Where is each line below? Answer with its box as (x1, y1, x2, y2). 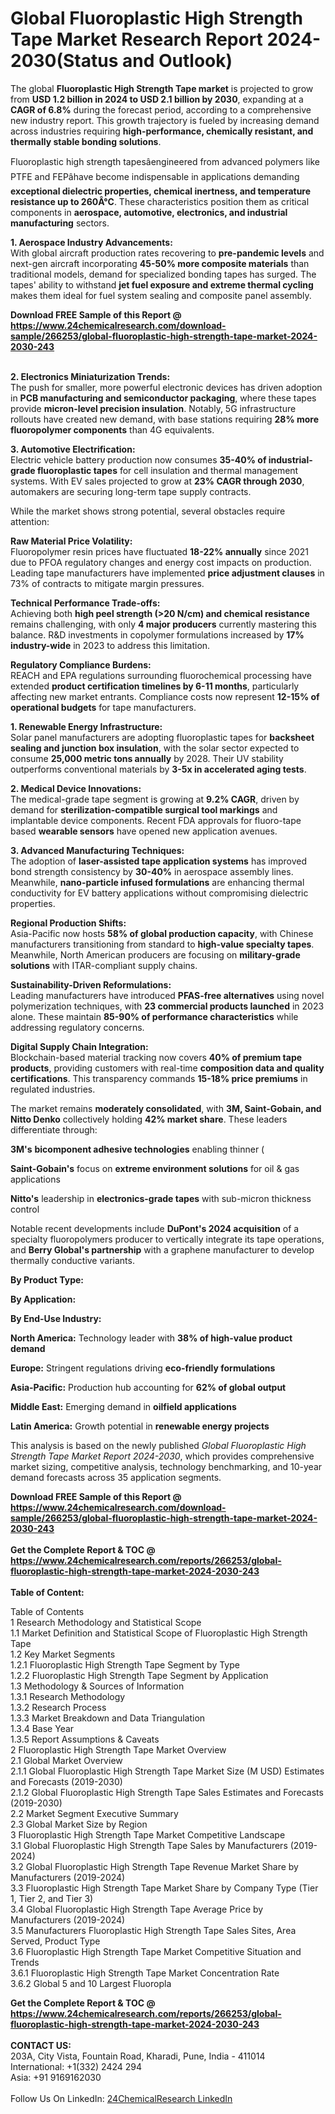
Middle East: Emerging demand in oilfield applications (10, 1400, 237, 1412)
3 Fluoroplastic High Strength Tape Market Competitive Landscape (10, 1828, 286, 1841)
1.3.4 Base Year (10, 1722, 75, 1734)
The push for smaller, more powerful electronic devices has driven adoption (10, 381, 323, 393)
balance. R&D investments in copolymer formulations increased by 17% (10, 628, 305, 641)
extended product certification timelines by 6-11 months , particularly (10, 680, 300, 692)
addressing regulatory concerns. (10, 1021, 145, 1033)
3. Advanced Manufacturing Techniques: (10, 844, 185, 856)
